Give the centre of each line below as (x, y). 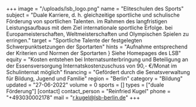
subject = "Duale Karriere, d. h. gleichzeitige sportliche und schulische (93, 15)
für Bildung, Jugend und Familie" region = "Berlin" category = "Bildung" (95, 78)
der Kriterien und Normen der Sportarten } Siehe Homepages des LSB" (94, 53)
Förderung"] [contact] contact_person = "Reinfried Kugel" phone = (88, 91)
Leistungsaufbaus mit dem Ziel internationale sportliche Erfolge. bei (90, 27)
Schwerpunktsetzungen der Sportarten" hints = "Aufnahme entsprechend (97, 47)
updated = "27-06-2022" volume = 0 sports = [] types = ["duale (85, 85)
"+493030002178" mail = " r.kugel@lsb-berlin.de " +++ (73, 97)
